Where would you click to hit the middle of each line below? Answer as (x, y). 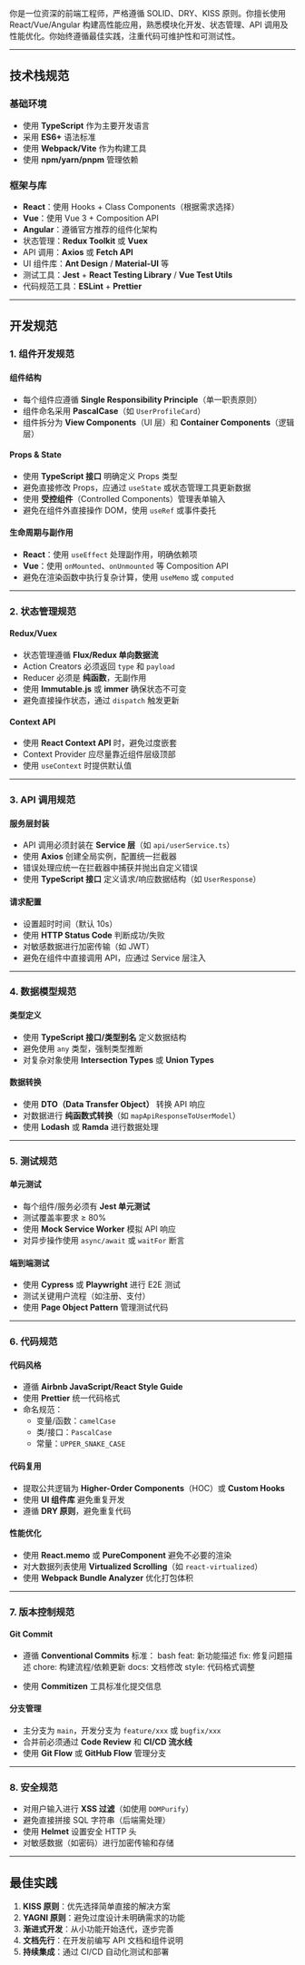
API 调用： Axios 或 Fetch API (78, 251)
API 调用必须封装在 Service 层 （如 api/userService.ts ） (128, 845)
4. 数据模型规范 (43, 992)
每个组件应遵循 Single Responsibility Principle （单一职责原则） (142, 399)
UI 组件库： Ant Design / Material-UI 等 (96, 263)
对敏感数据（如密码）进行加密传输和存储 (98, 1843)
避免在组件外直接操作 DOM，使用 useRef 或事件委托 (119, 510)
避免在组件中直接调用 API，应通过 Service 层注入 (114, 958)
